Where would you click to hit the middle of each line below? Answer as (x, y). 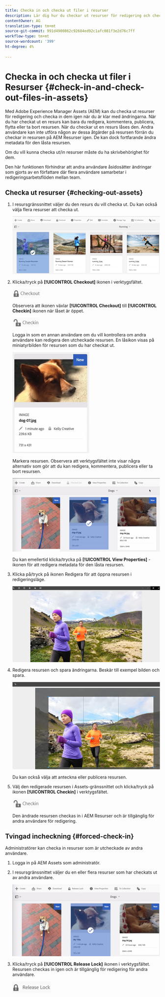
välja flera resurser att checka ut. (46, 210)
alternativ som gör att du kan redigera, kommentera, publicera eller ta (82, 466)
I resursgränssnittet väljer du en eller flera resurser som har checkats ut (85, 872)
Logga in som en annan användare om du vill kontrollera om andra (79, 335)
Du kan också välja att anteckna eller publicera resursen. (69, 777)
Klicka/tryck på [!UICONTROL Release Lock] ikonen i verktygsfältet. (81, 964)
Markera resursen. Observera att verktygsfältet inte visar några (76, 461)
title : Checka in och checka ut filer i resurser (57, 10)
